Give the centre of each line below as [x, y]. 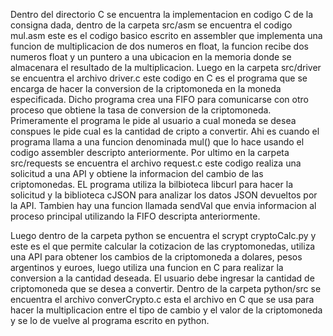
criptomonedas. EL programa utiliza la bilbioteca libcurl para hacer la [151, 184]
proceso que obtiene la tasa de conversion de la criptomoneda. [141, 110]
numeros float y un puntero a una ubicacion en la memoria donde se [151, 57]
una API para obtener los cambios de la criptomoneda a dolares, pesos [156, 257]
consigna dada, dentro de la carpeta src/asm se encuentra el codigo [151, 25]
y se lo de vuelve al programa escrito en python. [110, 320]
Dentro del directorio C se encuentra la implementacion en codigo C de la [162, 14]
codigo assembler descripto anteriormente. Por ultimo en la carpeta [150, 152]
